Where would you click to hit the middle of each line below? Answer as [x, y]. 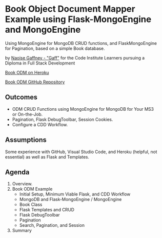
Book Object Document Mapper [70, 9]
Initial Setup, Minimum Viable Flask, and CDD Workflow [75, 194]
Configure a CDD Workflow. [40, 124]
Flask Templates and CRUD [47, 210]
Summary [22, 231]
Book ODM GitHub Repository [35, 82]
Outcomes [21, 97]
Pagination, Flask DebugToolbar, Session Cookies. [62, 119]
